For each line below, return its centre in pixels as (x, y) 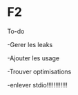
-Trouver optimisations (39, 71)
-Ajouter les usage (33, 58)
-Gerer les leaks (30, 44)
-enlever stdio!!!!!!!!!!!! (37, 85)
